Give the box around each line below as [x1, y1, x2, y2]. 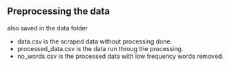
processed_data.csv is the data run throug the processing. [17, 44, 184, 52]
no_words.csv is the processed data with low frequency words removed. [17, 52, 224, 60]
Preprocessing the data [7, 6, 111, 17]
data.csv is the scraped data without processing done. [17, 37, 173, 46]
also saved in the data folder [7, 23, 88, 32]
